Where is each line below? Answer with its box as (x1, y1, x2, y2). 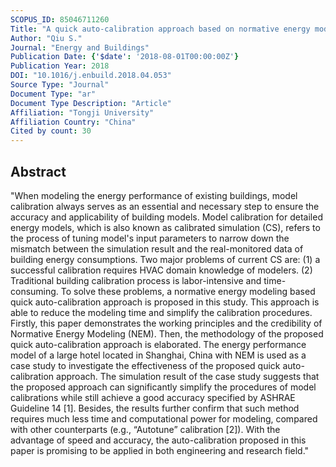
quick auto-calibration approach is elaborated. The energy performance (10, 338, 307, 350)
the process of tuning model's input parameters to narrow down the (10, 232, 290, 244)
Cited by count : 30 (10, 126, 92, 136)
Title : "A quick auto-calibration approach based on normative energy (10, 24, 311, 34)
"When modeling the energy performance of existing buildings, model (10, 189, 298, 201)
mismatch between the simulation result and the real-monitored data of (10, 242, 304, 255)
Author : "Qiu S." (10, 33, 83, 43)
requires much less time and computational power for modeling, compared (10, 412, 318, 425)
